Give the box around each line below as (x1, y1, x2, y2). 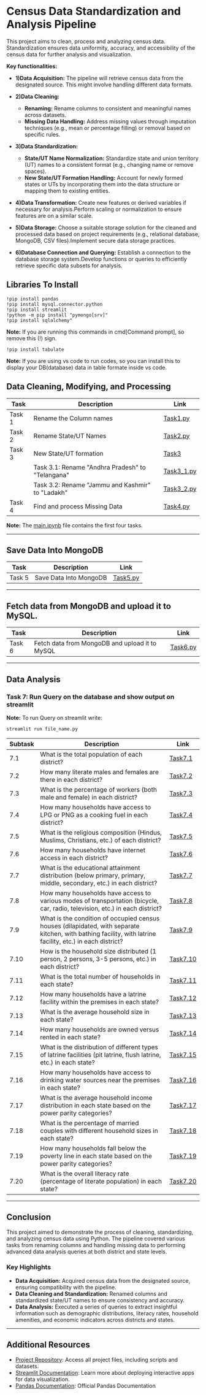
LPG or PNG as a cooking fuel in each (40, 811, 148, 819)
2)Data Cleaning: (15, 93, 60, 100)
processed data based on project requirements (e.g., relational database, (15, 230, 200, 237)
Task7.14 (169, 1029, 197, 1038)
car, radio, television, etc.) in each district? (40, 904, 162, 912)
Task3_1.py (163, 467, 197, 475)
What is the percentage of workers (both (40, 785, 158, 793)
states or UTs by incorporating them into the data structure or (24, 180, 180, 188)
